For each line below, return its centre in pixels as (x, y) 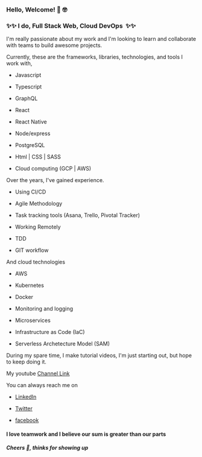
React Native (31, 122)
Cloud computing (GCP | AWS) (53, 169)
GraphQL (26, 98)
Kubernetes (29, 285)
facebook (27, 420)
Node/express (33, 134)
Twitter (24, 409)
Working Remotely (38, 227)
